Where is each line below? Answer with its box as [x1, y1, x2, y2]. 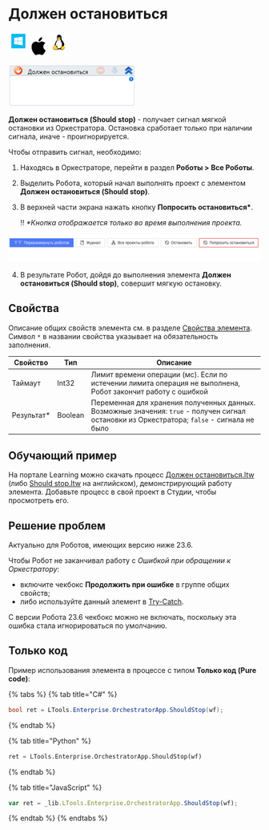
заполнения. [8, 340, 51, 350]
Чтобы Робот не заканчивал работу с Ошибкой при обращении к [8, 555, 231, 565]
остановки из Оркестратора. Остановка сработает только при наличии [8, 123, 253, 132]
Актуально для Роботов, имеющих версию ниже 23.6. [8, 540, 194, 549]
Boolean [57, 411, 85, 420]
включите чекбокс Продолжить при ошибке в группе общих [19, 579, 230, 589]
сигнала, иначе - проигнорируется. [8, 132, 130, 141]
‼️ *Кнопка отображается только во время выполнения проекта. [19, 217, 243, 227]
